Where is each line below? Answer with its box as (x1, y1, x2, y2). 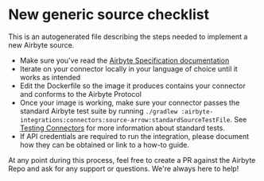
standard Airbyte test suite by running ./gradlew (19, 106, 178, 116)
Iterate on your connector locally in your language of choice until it (19, 64, 239, 73)
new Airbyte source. (8, 40, 75, 49)
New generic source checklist (8, 6, 209, 24)
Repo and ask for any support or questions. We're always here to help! (8, 164, 239, 173)
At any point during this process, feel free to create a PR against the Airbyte (8, 155, 256, 164)
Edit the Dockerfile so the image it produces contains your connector (19, 81, 247, 90)
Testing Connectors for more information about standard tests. (19, 123, 225, 133)
